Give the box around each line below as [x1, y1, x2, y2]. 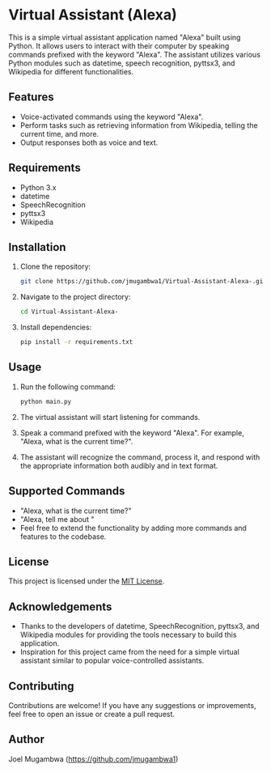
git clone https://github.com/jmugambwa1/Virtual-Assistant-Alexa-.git [19, 278, 267, 286]
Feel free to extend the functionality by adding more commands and [19, 523, 247, 532]
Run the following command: [19, 382, 116, 392]
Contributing [8, 679, 74, 693]
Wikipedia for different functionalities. [8, 66, 134, 76]
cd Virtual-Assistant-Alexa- [19, 308, 119, 316]
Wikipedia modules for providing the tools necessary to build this [19, 630, 237, 640]
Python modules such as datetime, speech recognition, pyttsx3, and [8, 58, 235, 68]
